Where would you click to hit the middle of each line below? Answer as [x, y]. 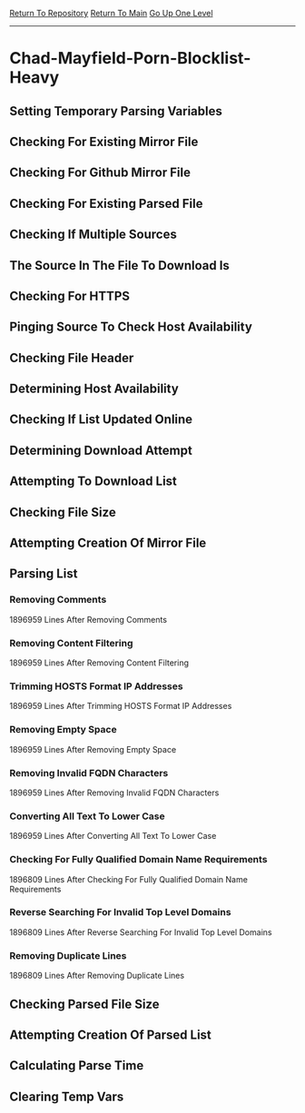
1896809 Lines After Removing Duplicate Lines [97, 976]
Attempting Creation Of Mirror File [108, 543]
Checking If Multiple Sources [93, 235]
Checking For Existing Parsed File [106, 203]
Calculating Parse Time [77, 1066]
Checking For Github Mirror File [100, 173]
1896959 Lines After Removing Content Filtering [99, 663]
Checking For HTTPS [69, 295]
